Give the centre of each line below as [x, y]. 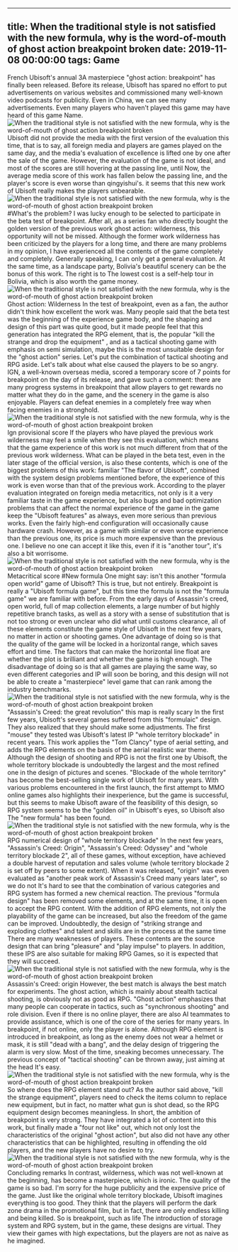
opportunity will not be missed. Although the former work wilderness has [114, 236]
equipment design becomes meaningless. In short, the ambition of [104, 1112]
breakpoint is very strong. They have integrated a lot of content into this [112, 1120]
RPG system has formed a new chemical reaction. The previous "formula [113, 893]
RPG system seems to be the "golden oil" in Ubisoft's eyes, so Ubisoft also [116, 810]
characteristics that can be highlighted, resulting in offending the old [107, 1143]
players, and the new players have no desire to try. [81, 1150]
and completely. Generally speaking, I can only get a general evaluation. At [116, 258]
